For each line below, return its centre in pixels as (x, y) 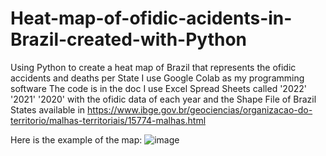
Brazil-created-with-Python (128, 39)
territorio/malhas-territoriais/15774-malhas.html (108, 120)
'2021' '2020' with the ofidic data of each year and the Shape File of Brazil (163, 99)
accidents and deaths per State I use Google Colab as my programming (157, 78)
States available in (48, 109)
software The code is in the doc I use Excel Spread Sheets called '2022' (158, 88)
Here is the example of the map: (76, 139)
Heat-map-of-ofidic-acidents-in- (151, 18)
